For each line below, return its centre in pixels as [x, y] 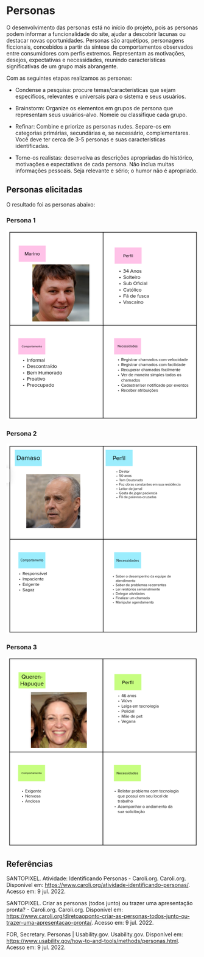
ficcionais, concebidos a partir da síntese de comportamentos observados [100, 47]
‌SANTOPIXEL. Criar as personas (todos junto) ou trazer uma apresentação [100, 903]
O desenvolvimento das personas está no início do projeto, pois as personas [102, 27]
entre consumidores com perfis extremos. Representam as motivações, [96, 53]
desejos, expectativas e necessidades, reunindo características [86, 60]
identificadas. [32, 146]
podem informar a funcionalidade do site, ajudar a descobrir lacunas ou [96, 34]
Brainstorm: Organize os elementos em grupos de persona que [94, 108]
